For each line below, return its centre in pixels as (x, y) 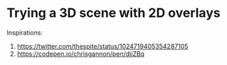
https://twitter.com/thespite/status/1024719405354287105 (102, 46)
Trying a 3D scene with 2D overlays (114, 13)
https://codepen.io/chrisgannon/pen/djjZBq (81, 54)
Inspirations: (25, 32)
